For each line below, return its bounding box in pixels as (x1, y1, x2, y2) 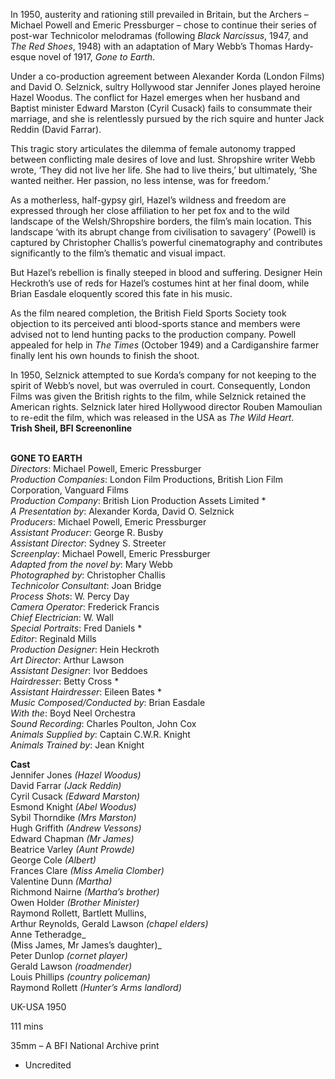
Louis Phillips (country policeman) (10, 971, 151, 983)
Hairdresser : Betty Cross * (10, 675, 120, 687)
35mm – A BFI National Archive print (10, 1040, 160, 1051)
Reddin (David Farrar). (10, 124, 102, 135)
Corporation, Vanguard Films (10, 484, 129, 496)
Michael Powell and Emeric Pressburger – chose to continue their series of (10, 19, 317, 31)
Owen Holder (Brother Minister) (10, 897, 140, 908)
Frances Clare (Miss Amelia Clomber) (10, 865, 165, 876)
